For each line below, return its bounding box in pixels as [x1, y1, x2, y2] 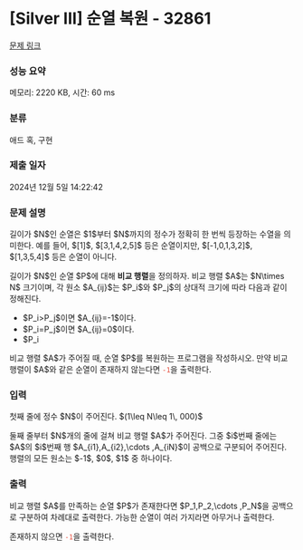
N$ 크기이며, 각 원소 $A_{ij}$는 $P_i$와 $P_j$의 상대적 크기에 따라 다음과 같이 [9, 282, 288, 293]
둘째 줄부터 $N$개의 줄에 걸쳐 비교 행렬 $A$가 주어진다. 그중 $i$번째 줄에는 [9, 430, 278, 441]
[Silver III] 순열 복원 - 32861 [9, 8, 212, 29]
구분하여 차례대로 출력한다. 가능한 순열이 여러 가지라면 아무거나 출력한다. [18, 511, 275, 522]
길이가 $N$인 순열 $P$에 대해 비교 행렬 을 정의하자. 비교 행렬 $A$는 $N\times [9, 271, 285, 282]
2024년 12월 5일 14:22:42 [9, 181, 104, 192]
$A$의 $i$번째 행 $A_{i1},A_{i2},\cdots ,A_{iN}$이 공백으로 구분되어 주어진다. [9, 441, 288, 453]
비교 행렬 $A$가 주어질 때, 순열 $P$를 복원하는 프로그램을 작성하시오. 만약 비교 [9, 352, 289, 363]
